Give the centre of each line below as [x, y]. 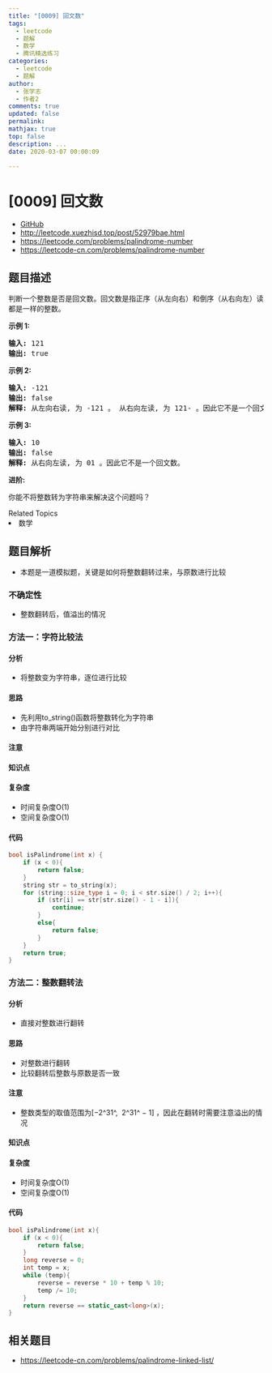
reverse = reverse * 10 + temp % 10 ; [101, 1283]
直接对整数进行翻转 [52, 1023]
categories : [28, 62]
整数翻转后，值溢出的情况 [63, 614]
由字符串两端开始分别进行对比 [70, 727]
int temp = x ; [47, 1268]
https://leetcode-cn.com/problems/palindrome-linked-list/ [117, 1360]
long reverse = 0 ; [54, 1260]
